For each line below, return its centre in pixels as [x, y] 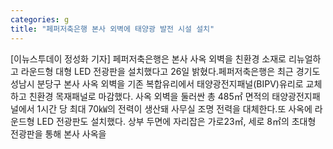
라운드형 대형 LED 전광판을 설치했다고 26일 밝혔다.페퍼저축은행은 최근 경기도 [170, 71]
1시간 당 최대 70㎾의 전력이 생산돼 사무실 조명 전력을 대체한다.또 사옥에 [174, 108]
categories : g [40, 19]
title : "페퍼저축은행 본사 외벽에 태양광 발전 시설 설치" [112, 29]
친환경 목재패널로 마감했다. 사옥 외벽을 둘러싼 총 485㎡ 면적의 [149, 96]
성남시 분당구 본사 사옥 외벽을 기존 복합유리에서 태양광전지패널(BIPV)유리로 [157, 83]
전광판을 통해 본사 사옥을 [58, 133]
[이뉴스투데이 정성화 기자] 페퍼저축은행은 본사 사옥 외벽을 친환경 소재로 [148, 58]
